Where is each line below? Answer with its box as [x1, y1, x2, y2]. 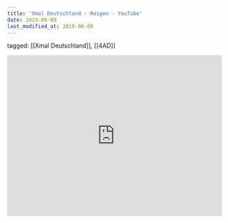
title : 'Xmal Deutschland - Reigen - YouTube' [7, 10, 143, 17]
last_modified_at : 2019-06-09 [7, 23, 94, 30]
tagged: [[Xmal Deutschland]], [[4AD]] [7, 42, 115, 50]
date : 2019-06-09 [7, 16, 57, 23]
